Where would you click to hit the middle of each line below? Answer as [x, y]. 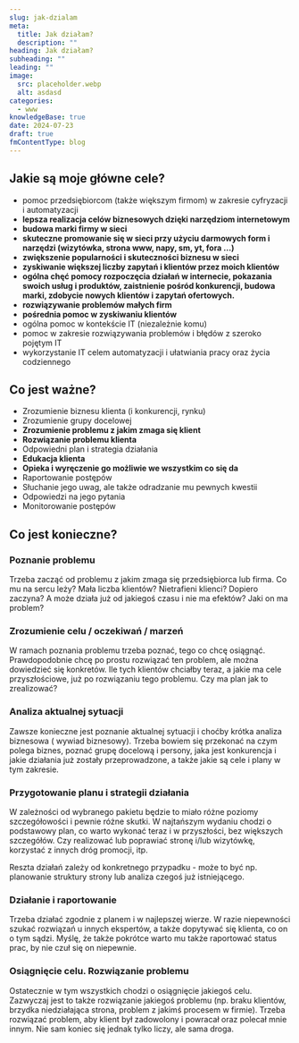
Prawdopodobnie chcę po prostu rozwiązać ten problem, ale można [134, 660]
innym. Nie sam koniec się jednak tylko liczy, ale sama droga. [122, 1029]
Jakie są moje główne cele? [87, 178]
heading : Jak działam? [51, 51]
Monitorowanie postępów [69, 506]
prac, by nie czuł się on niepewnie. [73, 948]
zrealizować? [33, 689]
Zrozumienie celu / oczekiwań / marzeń [96, 631]
